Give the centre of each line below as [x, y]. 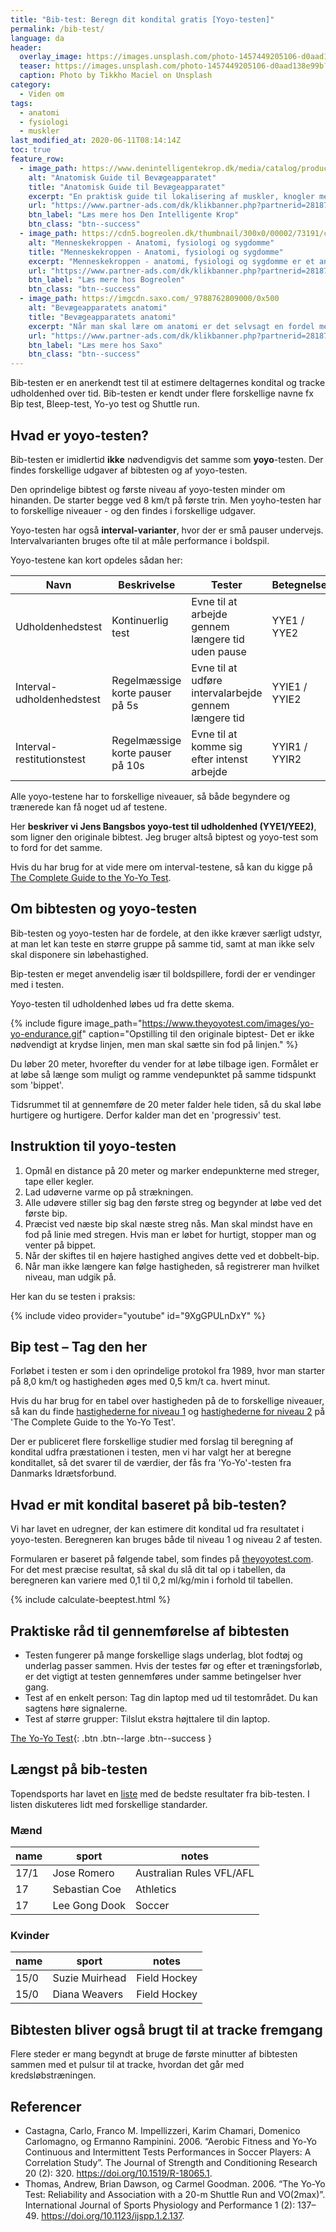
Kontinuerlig [140, 620]
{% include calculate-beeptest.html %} [90, 1600]
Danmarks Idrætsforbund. [63, 1473]
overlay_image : [51, 57]
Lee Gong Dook [89, 1906]
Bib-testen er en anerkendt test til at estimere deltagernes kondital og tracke [168, 383]
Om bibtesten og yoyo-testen [103, 909]
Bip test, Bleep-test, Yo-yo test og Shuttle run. [105, 404]
